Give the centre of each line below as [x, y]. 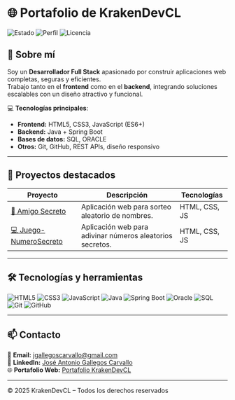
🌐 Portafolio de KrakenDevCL [94, 13]
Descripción [127, 195]
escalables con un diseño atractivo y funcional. [75, 94]
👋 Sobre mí [31, 55]
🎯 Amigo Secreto [38, 211]
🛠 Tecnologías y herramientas [75, 277]
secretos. [96, 244]
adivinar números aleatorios [127, 235]
